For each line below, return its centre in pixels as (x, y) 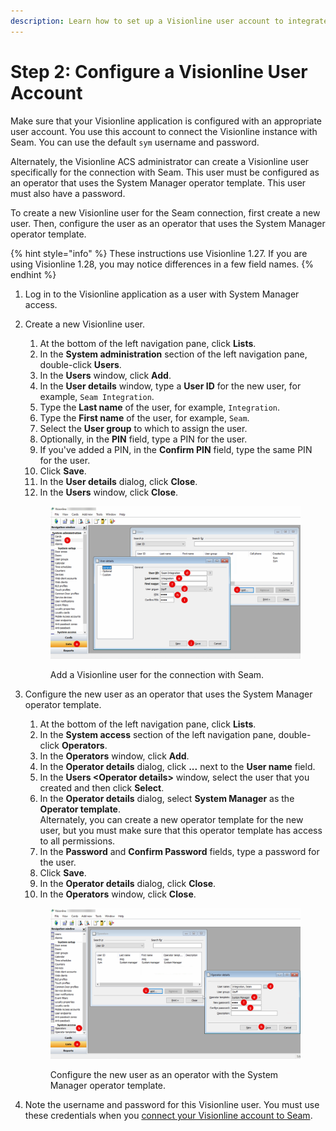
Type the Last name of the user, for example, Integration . (160, 407)
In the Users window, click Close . (109, 492)
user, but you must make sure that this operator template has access (181, 831)
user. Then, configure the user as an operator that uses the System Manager (168, 223)
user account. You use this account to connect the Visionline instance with (164, 131)
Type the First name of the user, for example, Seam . (144, 417)
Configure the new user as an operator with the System (164, 1074)
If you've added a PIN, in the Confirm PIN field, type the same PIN (176, 449)
